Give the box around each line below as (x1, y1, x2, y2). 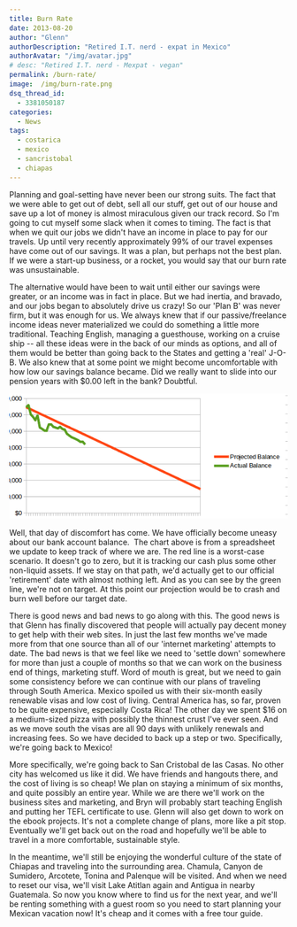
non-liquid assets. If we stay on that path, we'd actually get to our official (9, 565, 275, 576)
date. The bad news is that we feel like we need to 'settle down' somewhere (9, 648, 286, 659)
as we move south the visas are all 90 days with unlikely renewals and (9, 723, 264, 734)
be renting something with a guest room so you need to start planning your (9, 899, 282, 909)
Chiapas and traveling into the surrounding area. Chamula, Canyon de (9, 861, 263, 872)
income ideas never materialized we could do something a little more (9, 319, 260, 329)
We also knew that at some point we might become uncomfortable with (19, 357, 278, 367)
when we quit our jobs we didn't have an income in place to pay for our (9, 227, 268, 237)
